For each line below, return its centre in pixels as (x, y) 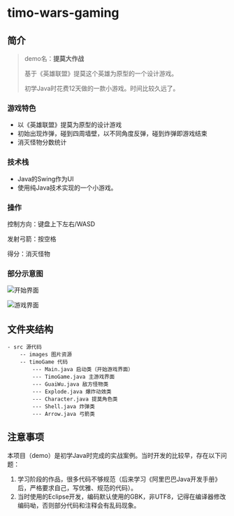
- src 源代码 (24, 347)
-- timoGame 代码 (44, 362)
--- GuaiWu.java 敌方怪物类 (71, 384)
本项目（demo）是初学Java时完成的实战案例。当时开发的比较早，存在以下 (114, 455)
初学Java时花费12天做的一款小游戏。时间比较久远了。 (102, 88)
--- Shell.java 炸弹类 (64, 407)
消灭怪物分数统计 (42, 142)
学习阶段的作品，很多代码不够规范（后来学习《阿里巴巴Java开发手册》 (119, 479)
